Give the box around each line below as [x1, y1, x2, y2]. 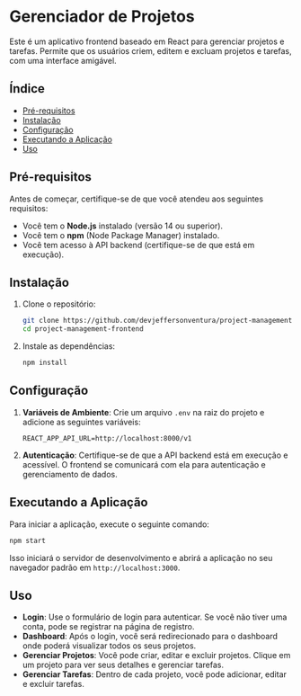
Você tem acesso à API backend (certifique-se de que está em [22, 239, 255, 250]
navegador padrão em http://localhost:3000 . [9, 562, 181, 573]
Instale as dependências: [22, 341, 115, 352]
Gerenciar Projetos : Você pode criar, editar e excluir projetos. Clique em [22, 650, 291, 661]
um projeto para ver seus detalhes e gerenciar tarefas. [22, 659, 225, 671]
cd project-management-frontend [22, 325, 144, 334]
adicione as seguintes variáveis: [22, 416, 141, 427]
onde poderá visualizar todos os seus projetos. [22, 640, 197, 651]
